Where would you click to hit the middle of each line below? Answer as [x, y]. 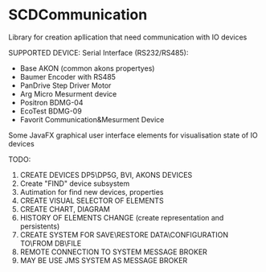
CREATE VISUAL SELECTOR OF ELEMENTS [92, 200]
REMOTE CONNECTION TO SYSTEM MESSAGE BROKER [113, 252]
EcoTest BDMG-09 [51, 111]
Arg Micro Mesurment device [68, 93]
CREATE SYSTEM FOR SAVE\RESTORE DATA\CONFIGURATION [124, 234]
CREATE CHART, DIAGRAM [65, 209]
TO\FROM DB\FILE [51, 243]
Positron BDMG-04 [51, 102]
